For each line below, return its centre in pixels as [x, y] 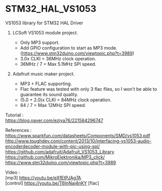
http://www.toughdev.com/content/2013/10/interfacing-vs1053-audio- [78, 141]
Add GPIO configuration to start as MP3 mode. [69, 48]
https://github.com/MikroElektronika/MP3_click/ [55, 157]
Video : [13, 172]
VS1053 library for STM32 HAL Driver [44, 23]
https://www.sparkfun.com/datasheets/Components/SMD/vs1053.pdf [78, 135]
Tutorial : [14, 115]
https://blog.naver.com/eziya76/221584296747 [54, 120]
